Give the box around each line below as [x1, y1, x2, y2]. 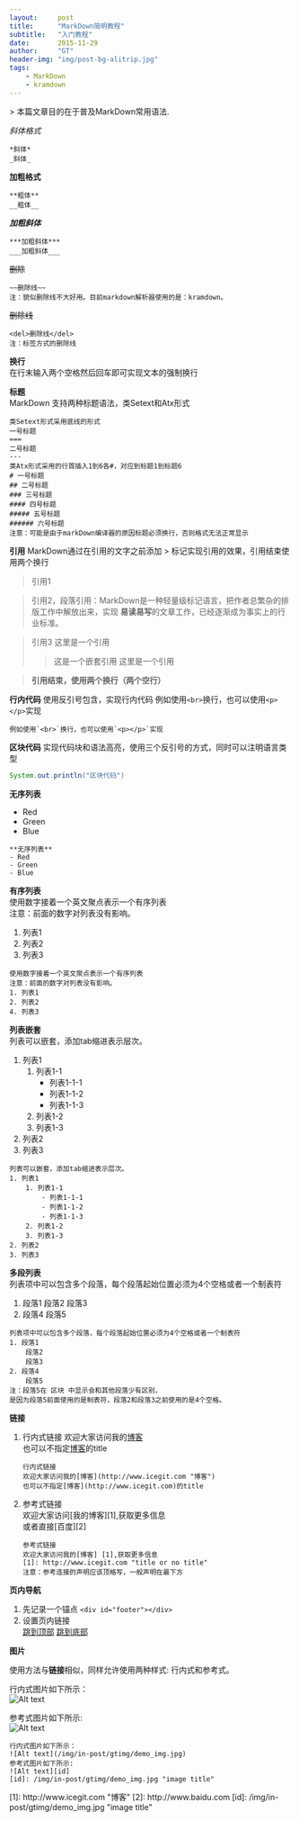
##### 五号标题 [9, 509, 61, 518]
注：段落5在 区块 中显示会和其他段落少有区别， [9, 1385, 163, 1395]
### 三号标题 [9, 490, 53, 500]
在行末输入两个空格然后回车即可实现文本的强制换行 [9, 366, 198, 378]
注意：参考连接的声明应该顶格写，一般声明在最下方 [22, 1567, 184, 1576]
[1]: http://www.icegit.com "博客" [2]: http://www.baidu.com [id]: [9, 1791, 247, 1802]
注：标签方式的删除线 [9, 338, 76, 347]
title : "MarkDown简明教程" [9, 22, 126, 31]
